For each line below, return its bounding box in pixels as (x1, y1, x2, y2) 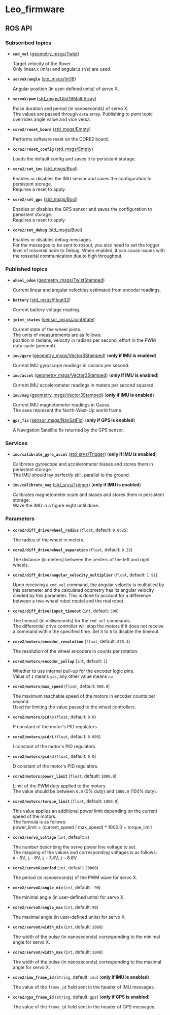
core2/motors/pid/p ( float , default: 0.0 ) (12, 714, 96, 720)
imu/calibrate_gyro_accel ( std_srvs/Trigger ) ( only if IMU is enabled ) (12, 451, 157, 457)
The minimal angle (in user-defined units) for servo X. (12, 894, 125, 900)
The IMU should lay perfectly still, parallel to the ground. (12, 472, 130, 478)
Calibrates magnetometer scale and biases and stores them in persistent (12, 491, 164, 498)
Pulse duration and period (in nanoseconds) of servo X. (12, 105, 129, 112)
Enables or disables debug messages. (12, 236, 92, 242)
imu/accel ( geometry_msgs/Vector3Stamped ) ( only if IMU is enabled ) (12, 372, 159, 378)
